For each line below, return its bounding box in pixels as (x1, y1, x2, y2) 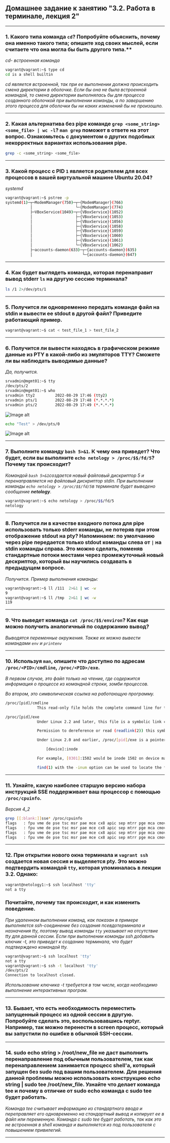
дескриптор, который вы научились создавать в (5, 558, 132, 565)
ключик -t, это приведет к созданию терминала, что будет (5, 938, 133, 945)
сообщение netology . (5, 488, 52, 495)
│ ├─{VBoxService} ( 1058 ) (30, 224, 123, 229)
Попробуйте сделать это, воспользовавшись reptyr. (5, 1017, 141, 1025)
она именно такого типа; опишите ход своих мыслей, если (5, 39, 158, 46)
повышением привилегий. (5, 1127, 62, 1133)
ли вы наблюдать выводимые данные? (5, 357, 108, 364)
